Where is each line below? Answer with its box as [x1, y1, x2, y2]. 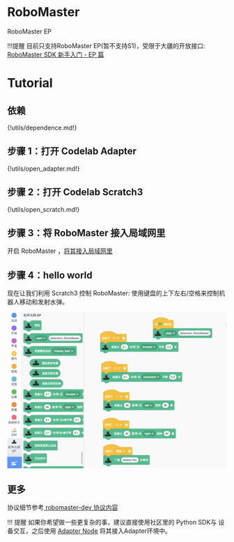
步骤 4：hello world [7, 269, 93, 281]
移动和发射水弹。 [19, 297, 68, 307]
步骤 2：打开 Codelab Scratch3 [7, 186, 143, 199]
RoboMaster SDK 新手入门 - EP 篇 [7, 50, 104, 59]
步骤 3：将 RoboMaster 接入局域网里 [7, 227, 166, 239]
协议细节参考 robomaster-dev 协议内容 [7, 503, 118, 512]
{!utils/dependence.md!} [7, 123, 77, 132]
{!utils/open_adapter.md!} [7, 164, 80, 173]
